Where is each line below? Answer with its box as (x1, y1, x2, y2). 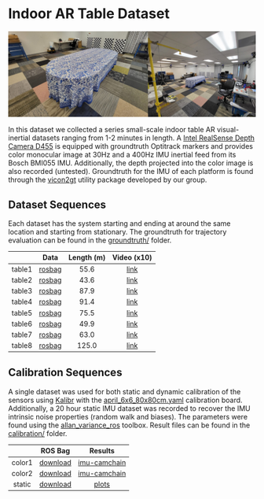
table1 (11, 264, 33, 274)
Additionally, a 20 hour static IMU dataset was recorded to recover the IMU (8, 403, 251, 413)
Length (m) (68, 253, 106, 262)
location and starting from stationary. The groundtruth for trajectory (8, 227, 227, 236)
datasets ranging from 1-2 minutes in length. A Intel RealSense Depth (31, 133, 255, 142)
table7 (11, 330, 33, 339)
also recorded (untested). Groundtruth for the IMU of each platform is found (8, 167, 254, 176)
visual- (216, 125, 240, 135)
